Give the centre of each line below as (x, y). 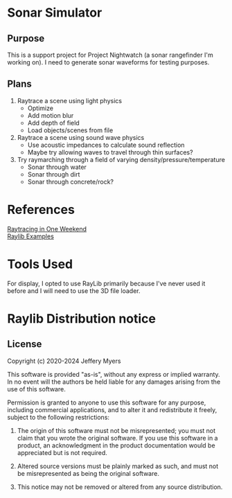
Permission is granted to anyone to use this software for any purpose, (107, 402)
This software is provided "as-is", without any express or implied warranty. (114, 374)
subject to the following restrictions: (58, 417)
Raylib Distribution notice (82, 318)
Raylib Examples (30, 236)
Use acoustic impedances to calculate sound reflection (106, 145)
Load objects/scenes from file (70, 130)
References (41, 210)
